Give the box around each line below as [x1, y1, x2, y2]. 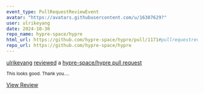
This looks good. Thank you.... [6, 70, 70, 77]
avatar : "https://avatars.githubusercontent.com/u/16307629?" [6, 14, 167, 20]
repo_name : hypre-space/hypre [6, 31, 83, 37]
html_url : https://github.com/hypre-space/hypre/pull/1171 [6, 37, 159, 43]
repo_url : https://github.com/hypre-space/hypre [6, 43, 132, 49]
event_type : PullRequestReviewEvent [6, 8, 99, 15]
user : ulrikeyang [6, 20, 50, 26]
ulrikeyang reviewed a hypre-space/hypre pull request [6, 58, 142, 66]
